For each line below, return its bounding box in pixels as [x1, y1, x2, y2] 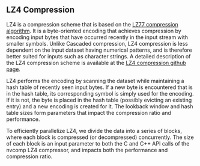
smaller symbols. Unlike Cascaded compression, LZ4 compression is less [6, 40, 188, 47]
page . [6, 66, 21, 73]
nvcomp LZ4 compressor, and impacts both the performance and [6, 146, 168, 153]
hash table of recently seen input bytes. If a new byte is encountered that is [6, 84, 193, 91]
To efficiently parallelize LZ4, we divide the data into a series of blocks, [6, 127, 182, 134]
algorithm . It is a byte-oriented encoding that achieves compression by [6, 27, 181, 34]
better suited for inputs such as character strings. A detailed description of [6, 52, 191, 60]
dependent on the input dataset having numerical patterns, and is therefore [6, 46, 192, 54]
